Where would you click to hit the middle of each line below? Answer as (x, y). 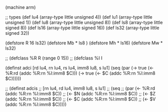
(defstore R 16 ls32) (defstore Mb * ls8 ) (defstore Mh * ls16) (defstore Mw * (84, 43)
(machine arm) (20, 7)
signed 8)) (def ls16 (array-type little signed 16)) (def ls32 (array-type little (82, 28)
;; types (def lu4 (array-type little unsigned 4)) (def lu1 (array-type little (79, 17)
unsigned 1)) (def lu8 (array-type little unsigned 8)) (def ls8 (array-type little (84, 22)
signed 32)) (17, 33)
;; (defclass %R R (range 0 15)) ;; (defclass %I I (54, 58)
